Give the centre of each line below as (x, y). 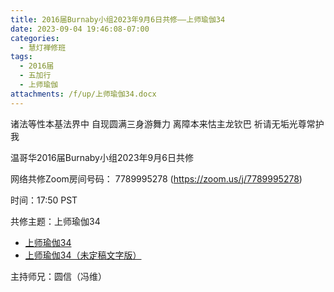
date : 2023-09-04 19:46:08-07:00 (80, 29)
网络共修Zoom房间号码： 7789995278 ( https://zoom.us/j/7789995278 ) (156, 178)
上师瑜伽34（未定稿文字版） (83, 255)
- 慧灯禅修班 (43, 47)
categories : (35, 38)
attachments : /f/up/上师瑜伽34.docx (83, 94)
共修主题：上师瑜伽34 (55, 221)
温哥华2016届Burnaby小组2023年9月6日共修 (102, 157)
